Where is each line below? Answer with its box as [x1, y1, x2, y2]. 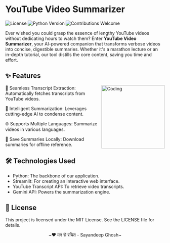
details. [5, 222, 21, 228]
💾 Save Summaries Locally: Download [5, 136, 84, 142]
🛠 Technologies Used [5, 157, 76, 165]
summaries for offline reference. [5, 141, 72, 148]
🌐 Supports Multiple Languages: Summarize [5, 120, 98, 127]
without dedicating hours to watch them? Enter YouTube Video [5, 35, 137, 41]
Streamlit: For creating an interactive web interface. [12, 178, 120, 184]
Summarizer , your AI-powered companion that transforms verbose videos [5, 40, 160, 46]
